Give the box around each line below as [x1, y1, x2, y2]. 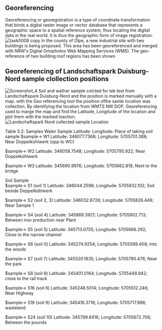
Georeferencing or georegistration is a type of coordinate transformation [5, 17, 151, 22]
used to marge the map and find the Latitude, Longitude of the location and [5, 108, 156, 114]
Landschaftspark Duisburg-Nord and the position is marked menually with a [5, 93, 157, 99]
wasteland [5, 305, 26, 311]
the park [5, 261, 22, 267]
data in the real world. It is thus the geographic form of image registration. [5, 32, 153, 38]
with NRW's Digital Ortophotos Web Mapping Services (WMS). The [5, 48, 140, 54]
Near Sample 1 [5, 202, 34, 208]
